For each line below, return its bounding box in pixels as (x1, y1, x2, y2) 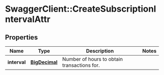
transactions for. (62, 62, 100, 69)
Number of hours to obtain (62, 56, 123, 62)
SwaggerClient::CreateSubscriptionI (5, 3, 156, 15)
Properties (5, 33, 38, 41)
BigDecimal (30, 59, 58, 65)
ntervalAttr (5, 14, 51, 25)
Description (86, 48, 114, 54)
